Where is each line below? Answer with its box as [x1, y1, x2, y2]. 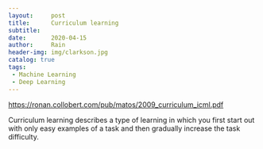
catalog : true [8, 56, 56, 64]
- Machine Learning [11, 71, 77, 78]
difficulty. [8, 132, 40, 141]
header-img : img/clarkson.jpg [8, 48, 109, 56]
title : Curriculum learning [8, 19, 119, 27]
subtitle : [8, 26, 41, 34]
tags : [8, 63, 26, 71]
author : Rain [8, 41, 66, 49]
